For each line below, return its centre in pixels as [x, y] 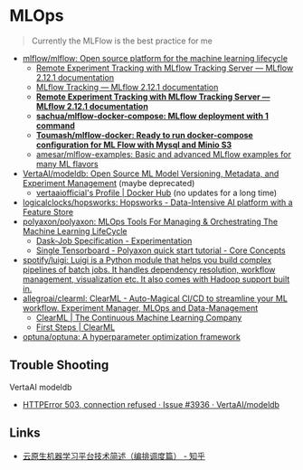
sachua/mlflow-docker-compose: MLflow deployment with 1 [152, 116]
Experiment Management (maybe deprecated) [109, 183]
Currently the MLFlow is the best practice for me [122, 41]
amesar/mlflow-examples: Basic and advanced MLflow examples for [163, 154]
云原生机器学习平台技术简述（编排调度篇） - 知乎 [114, 456]
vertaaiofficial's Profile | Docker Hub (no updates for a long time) [156, 193]
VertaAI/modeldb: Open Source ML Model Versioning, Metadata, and [151, 174]
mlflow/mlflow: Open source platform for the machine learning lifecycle [155, 58]
